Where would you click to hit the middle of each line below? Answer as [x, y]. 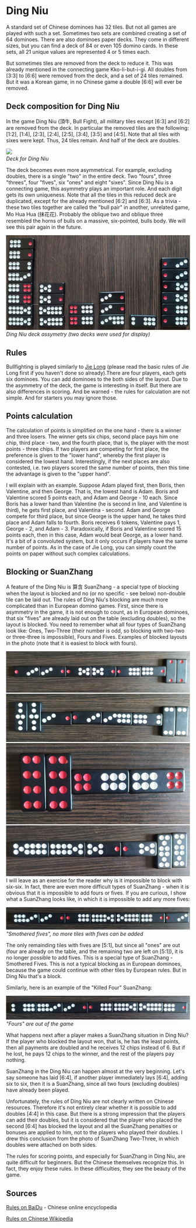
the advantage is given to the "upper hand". [58, 474]
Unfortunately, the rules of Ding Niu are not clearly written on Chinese [90, 1102]
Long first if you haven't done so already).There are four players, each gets [96, 373]
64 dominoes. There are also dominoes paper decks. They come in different [98, 39]
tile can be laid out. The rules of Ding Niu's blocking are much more [87, 599]
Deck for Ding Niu [27, 159]
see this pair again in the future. [44, 227]
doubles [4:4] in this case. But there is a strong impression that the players [96, 1114]
